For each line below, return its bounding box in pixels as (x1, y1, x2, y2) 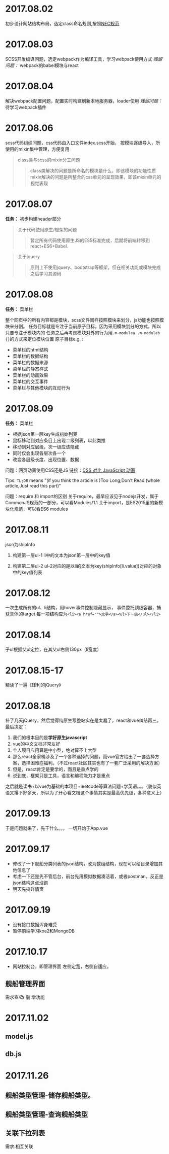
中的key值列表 (12, 569, 42, 575)
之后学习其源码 (30, 270, 62, 276)
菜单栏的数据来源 (12, 359, 48, 365)
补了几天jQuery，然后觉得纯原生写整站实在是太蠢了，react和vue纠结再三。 (5, 717, 161, 723)
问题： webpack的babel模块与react (5, 62, 79, 68)
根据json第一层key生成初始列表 (12, 431, 78, 437)
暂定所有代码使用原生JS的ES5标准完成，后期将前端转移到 (30, 237, 150, 243)
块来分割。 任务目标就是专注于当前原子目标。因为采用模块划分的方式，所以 (5, 323, 161, 329)
